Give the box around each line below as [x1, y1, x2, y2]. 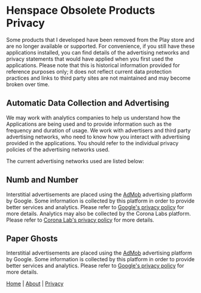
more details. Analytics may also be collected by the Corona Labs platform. [6, 210, 191, 217]
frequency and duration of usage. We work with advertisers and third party [6, 126, 191, 134]
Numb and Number [6, 175, 79, 185]
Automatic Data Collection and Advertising [6, 98, 169, 108]
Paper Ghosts [6, 233, 58, 243]
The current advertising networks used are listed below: [6, 157, 145, 165]
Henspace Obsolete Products [6, 4, 156, 17]
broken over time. [6, 80, 50, 87]
